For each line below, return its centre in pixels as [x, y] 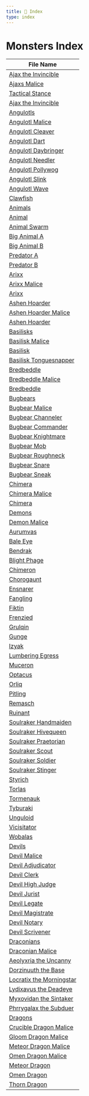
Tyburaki [21, 808]
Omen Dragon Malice [38, 1056]
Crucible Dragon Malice [41, 1027]
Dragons [21, 1018]
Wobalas [21, 837]
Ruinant [19, 713]
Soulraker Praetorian [37, 741]
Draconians [25, 942]
